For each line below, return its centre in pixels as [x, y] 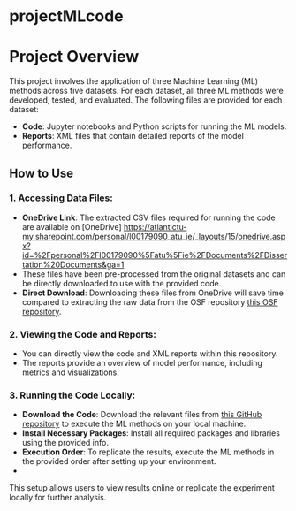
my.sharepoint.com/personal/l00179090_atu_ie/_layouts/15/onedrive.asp [154, 236]
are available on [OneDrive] [72, 226]
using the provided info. [65, 443]
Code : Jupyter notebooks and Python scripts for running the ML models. [154, 126]
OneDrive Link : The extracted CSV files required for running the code [148, 217]
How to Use [42, 173]
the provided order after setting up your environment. [119, 461]
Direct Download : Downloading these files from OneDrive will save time [153, 293]
